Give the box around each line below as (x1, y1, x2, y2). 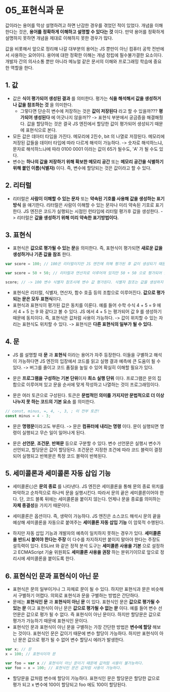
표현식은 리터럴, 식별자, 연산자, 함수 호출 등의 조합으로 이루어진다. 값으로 (12, 289, 156, 295)
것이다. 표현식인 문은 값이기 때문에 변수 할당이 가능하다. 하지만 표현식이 (18, 630, 158, 636)
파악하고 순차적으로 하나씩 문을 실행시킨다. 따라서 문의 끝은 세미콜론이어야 (12, 490, 159, 496)
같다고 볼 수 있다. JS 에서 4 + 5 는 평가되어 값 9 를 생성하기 (45, 309, 162, 314)
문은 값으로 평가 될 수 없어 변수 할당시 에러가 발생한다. (18, 637, 125, 643)
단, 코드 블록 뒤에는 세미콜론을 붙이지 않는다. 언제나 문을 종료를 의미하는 (19, 496, 161, 502)
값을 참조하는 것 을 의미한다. (17, 102, 73, 108)
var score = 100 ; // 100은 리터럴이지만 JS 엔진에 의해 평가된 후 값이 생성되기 (5, 262, 156, 267)
